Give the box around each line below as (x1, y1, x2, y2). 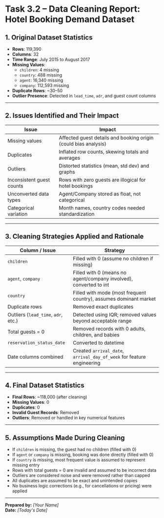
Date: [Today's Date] (5, 507, 48, 513)
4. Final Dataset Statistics (5, 381, 84, 390)
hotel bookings (59, 182, 93, 189)
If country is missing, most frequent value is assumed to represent (12, 457, 145, 463)
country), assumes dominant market (73, 295, 156, 302)
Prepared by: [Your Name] (5, 502, 59, 508)
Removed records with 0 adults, (73, 325, 145, 332)
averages (59, 154, 81, 161)
